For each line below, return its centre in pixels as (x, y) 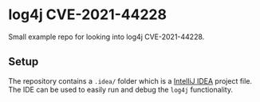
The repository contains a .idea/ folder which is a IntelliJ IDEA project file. (130, 80)
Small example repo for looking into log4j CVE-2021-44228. (106, 37)
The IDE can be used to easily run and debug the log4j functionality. (121, 89)
